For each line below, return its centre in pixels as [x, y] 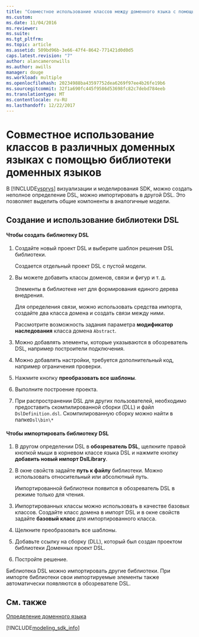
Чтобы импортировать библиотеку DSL [57, 433]
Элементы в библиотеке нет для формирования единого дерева [97, 289]
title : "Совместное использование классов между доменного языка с [91, 12]
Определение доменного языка [46, 616]
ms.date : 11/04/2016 [32, 23]
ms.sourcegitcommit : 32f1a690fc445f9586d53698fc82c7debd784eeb [86, 89]
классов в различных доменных [91, 147]
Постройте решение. [41, 559]
